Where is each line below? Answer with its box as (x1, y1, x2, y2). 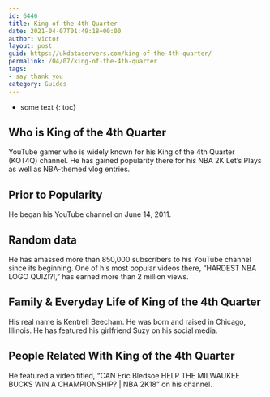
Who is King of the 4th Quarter (8, 125, 166, 139)
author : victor (8, 34, 60, 43)
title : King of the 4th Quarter (8, 19, 118, 28)
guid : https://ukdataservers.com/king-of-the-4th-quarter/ (8, 50, 212, 58)
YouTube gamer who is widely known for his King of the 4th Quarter (8, 147, 235, 157)
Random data (8, 233, 77, 247)
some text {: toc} (19, 102, 77, 112)
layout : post (8, 42, 53, 50)
